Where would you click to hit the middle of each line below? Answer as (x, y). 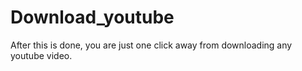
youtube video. (41, 55)
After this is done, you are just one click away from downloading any (151, 45)
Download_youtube (92, 17)
